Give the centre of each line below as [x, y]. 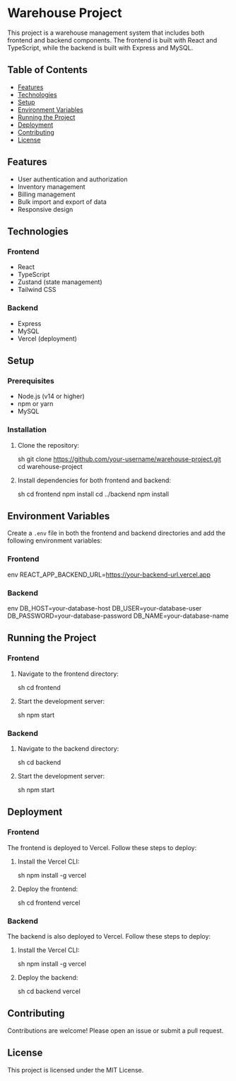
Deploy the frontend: [48, 889]
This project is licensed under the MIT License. [76, 1070]
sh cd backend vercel [49, 991]
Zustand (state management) [60, 282]
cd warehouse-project [50, 466]
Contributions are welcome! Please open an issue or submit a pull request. [116, 1030]
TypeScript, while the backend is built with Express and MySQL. [100, 47]
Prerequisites [31, 380]
